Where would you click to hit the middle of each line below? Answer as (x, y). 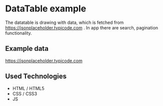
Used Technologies (36, 76)
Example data (27, 49)
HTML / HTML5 (28, 88)
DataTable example (46, 9)
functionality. (19, 33)
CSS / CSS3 (25, 94)
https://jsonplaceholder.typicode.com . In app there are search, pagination (82, 27)
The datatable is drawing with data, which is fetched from (64, 22)
